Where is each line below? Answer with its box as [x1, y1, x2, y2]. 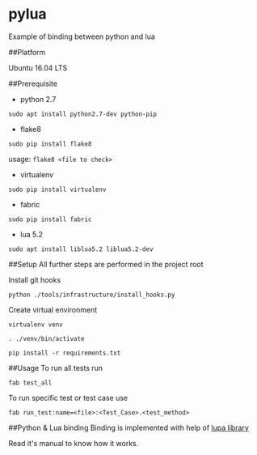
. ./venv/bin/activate [8, 334, 85, 342]
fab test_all [8, 378, 53, 387]
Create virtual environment [8, 304, 98, 314]
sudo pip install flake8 [8, 139, 92, 148]
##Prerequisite [8, 79, 58, 88]
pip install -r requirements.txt [8, 349, 121, 357]
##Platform [8, 47, 46, 57]
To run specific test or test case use [8, 393, 128, 402]
